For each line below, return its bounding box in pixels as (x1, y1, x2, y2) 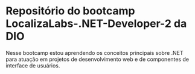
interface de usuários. (5, 61, 60, 69)
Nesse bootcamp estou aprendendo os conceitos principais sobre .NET (5, 49, 184, 56)
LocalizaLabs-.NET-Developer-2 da (5, 17, 187, 30)
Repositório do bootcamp (5, 4, 135, 18)
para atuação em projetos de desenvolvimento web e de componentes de (5, 55, 190, 63)
